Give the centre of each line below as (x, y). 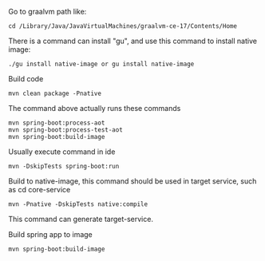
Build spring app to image (51, 234)
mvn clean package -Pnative (55, 93)
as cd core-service (40, 190)
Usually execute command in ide (62, 152)
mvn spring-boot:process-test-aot (66, 130)
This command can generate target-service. (81, 219)
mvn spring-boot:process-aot (57, 123)
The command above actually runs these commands (95, 108)
